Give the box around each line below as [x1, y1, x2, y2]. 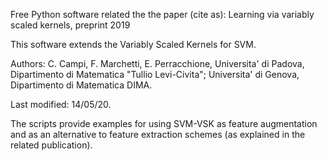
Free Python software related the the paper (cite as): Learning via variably [10, 9, 315, 20]
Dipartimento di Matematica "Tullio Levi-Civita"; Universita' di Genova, [10, 69, 300, 80]
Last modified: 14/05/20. [10, 99, 112, 110]
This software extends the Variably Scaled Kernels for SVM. [10, 39, 257, 50]
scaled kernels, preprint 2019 [10, 19, 131, 31]
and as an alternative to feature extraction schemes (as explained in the [10, 129, 306, 140]
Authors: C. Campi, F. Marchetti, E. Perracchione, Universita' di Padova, [10, 58, 305, 69]
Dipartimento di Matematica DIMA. [10, 79, 153, 91]
